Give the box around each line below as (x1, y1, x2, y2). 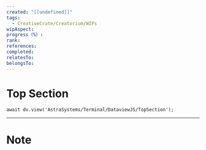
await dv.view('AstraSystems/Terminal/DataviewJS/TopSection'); (6, 107, 174, 113)
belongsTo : (6, 60, 34, 66)
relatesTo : (6, 54, 34, 61)
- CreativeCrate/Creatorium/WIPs (12, 20, 97, 26)
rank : (6, 37, 20, 43)
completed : (6, 49, 34, 55)
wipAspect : (6, 26, 34, 32)
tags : (6, 15, 20, 21)
